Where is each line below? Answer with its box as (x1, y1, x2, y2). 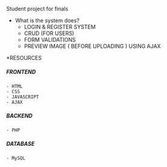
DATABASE (6, 140, 35, 147)
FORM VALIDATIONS (24, 36, 76, 43)
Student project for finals (6, 5, 68, 12)
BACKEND (6, 112, 33, 119)
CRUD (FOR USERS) (24, 30, 74, 37)
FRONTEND (6, 68, 36, 75)
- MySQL (6, 155, 26, 161)
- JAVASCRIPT (6, 94, 39, 100)
